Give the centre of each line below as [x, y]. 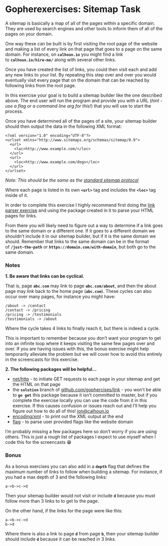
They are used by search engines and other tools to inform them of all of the [84, 28]
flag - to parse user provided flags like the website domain [73, 422]
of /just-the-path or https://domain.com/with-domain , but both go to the [80, 247]
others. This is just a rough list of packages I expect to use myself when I [80, 437]
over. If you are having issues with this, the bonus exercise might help [77, 349]
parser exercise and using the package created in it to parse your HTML [79, 210]
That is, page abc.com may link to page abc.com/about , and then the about [81, 286]
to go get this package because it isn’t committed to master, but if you [85, 395]
